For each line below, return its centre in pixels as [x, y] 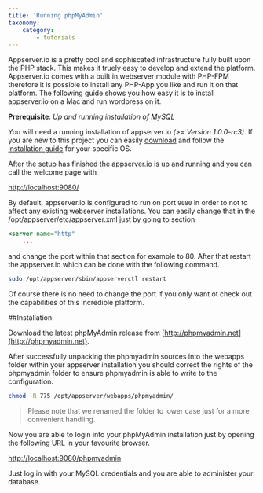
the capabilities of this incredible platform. [76, 302]
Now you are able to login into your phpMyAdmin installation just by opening [131, 434]
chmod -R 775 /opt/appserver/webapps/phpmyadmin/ [91, 396]
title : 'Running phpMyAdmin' [56, 15]
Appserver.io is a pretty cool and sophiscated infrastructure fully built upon [130, 60]
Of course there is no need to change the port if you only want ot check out [130, 294]
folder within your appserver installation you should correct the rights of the [131, 364]
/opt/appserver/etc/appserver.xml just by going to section [102, 219]
